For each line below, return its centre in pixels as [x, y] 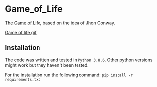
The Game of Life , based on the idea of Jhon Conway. [60, 23]
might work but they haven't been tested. [47, 65]
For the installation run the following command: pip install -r [69, 75]
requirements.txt [23, 79]
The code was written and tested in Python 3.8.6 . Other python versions [79, 60]
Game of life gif [21, 32]
